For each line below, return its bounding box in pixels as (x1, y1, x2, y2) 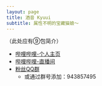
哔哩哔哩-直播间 (15, 58, 56, 65)
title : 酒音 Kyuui (6, 15, 51, 21)
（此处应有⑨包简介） (6, 38, 62, 45)
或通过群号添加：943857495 (24, 73, 97, 81)
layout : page (6, 8, 39, 15)
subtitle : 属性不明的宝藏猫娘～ (6, 20, 79, 26)
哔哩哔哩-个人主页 (15, 50, 61, 58)
